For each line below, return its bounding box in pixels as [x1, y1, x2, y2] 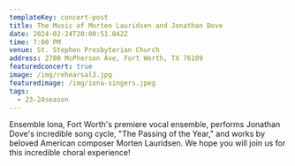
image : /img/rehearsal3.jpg [9, 71, 113, 79]
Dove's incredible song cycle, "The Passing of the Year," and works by [9, 129, 266, 140]
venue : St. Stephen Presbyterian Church [9, 46, 161, 55]
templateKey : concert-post [9, 12, 109, 22]
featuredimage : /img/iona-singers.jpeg [9, 79, 156, 87]
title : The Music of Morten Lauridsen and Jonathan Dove [9, 21, 223, 30]
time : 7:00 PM [9, 37, 62, 47]
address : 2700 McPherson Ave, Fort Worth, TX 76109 [9, 54, 203, 63]
